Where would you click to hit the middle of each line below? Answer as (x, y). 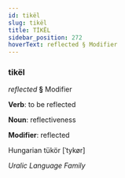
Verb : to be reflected (42, 105)
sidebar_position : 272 (45, 37)
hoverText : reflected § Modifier (63, 45)
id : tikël (24, 15)
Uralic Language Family (47, 165)
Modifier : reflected (39, 135)
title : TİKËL (29, 30)
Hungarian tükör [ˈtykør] (47, 150)
